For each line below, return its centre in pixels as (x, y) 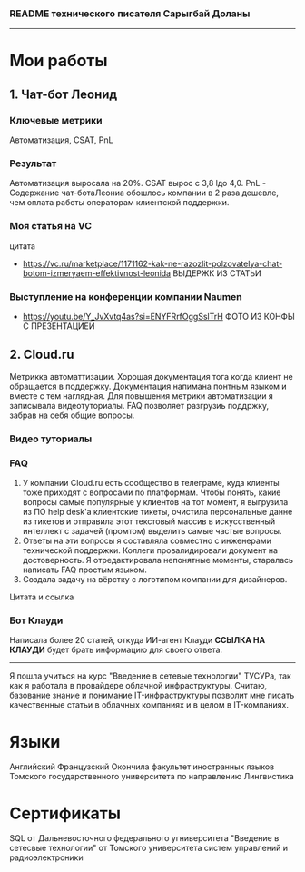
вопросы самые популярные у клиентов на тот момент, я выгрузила (155, 502)
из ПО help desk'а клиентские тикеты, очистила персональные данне (157, 512)
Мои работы (59, 61)
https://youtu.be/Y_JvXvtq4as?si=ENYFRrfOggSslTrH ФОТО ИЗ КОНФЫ (158, 317)
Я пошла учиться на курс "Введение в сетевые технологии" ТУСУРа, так (151, 676)
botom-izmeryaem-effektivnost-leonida (96, 273)
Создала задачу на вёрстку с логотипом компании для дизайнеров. (155, 580)
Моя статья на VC (51, 226)
